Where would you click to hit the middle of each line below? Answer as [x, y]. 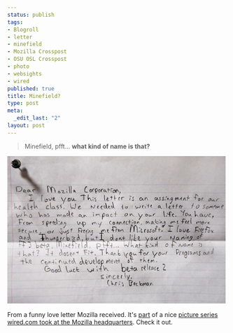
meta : [15, 111]
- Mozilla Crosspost [37, 52]
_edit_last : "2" [37, 118]
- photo [19, 66]
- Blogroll [23, 29]
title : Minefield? [34, 96]
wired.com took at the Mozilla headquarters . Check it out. [90, 322]
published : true [31, 88]
